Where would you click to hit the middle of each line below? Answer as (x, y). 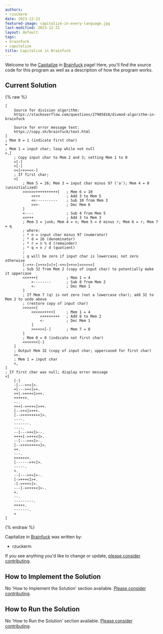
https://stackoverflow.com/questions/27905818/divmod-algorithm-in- (85, 115)
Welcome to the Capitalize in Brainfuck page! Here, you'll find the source (78, 65)
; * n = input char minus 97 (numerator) (65, 235)
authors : (14, 10)
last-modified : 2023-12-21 (32, 28)
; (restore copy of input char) (56, 304)
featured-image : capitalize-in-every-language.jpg (58, 23)
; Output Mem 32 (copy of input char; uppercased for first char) (83, 351)
